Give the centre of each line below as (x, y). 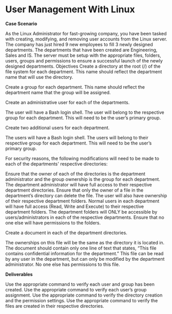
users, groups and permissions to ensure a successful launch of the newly (84, 60)
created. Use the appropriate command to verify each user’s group (76, 289)
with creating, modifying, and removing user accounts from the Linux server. (86, 39)
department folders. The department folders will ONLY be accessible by (81, 212)
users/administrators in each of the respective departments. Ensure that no (85, 217)
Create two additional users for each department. (58, 128)
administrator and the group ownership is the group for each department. (83, 179)
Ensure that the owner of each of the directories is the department (75, 174)
